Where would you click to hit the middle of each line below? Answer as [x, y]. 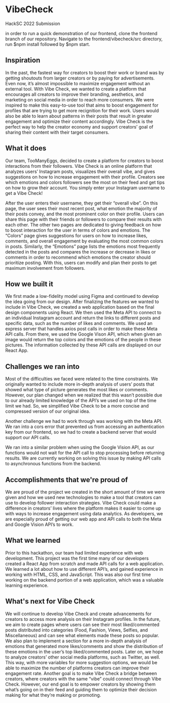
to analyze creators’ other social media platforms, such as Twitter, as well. [83, 657]
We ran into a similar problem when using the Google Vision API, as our [80, 447]
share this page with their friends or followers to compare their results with [83, 219]
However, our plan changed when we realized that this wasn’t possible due [84, 395]
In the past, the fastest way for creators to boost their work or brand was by [85, 72]
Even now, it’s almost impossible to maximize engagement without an [78, 83]
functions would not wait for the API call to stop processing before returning [85, 453]
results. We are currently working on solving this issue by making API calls [83, 458]
